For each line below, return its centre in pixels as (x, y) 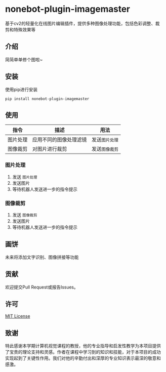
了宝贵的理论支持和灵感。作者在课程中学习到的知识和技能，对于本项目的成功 (83, 352)
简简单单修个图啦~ (24, 59)
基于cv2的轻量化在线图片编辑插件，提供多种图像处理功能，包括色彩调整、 (80, 23)
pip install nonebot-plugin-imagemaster (47, 99)
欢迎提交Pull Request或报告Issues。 (42, 287)
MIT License (18, 316)
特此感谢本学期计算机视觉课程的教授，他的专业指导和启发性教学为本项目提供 (83, 346)
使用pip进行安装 (21, 89)
